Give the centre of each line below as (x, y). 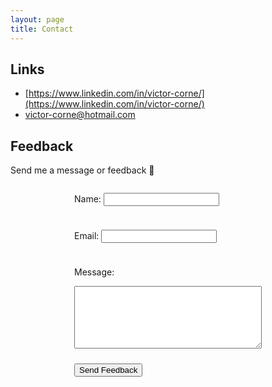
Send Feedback (108, 370)
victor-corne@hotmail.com (80, 115)
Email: (87, 236)
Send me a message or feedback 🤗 (82, 170)
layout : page (37, 19)
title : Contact (42, 29)
